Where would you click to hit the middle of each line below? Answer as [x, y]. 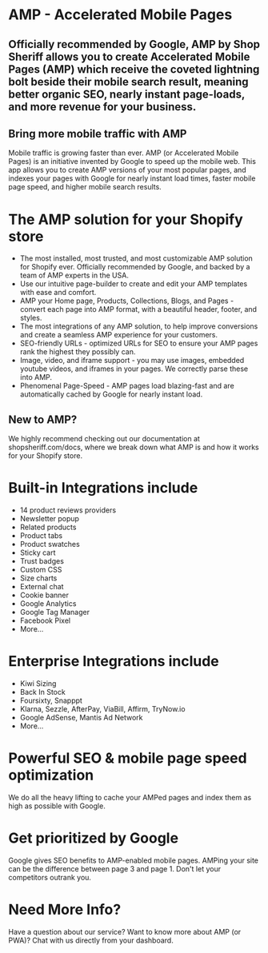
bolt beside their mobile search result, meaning [129, 82]
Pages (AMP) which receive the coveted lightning [134, 69]
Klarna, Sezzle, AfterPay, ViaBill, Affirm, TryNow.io [102, 709]
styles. [31, 318]
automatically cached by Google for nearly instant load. [111, 394]
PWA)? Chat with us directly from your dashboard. [91, 940]
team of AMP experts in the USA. [74, 275]
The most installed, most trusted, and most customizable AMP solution [136, 258]
